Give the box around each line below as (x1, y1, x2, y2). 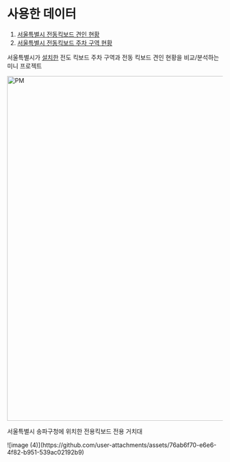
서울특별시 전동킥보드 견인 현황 (16, 30, 100, 38)
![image (7, 441, 29, 449)
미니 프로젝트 (7, 62, 42, 70)
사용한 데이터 (7, 6, 77, 22)
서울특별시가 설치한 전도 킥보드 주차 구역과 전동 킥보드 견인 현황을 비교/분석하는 (7, 53, 220, 62)
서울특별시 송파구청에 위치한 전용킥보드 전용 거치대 (7, 427, 142, 435)
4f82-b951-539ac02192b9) (7, 448, 84, 456)
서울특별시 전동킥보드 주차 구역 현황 (16, 38, 113, 47)
